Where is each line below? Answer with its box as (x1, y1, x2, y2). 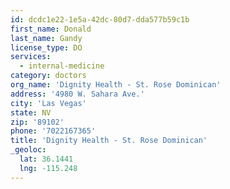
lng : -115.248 (19, 163, 78, 173)
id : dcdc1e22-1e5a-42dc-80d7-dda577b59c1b (10, 14, 190, 25)
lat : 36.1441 (19, 154, 74, 164)
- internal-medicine (19, 61, 105, 71)
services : (10, 52, 52, 62)
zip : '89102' (10, 117, 65, 127)
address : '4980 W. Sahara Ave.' (10, 89, 145, 99)
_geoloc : (10, 145, 47, 155)
